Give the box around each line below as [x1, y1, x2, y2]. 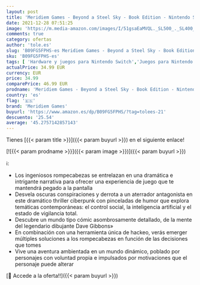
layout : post [6, 8, 39, 15]
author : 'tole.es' [6, 42, 52, 48]
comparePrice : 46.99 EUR [6, 81, 68, 87]
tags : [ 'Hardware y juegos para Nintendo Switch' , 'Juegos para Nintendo [6, 59, 193, 65]
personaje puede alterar [14, 261, 74, 268]
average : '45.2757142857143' [6, 120, 79, 126]
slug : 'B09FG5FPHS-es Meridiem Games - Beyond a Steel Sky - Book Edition [6, 48, 196, 54]
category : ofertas [6, 36, 52, 42]
